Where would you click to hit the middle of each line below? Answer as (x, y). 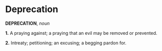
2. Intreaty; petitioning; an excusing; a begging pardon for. (66, 43)
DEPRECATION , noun (28, 23)
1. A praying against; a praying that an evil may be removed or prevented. (81, 33)
